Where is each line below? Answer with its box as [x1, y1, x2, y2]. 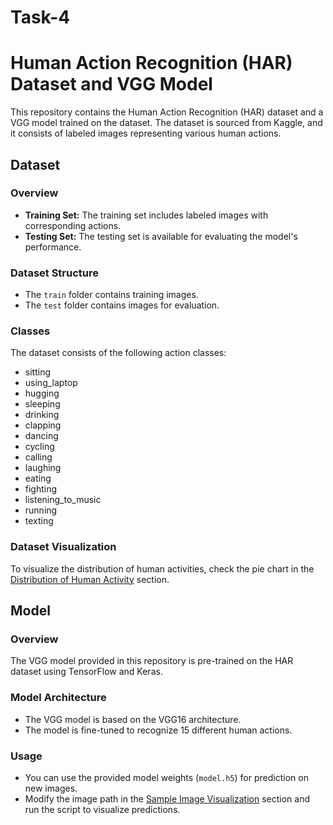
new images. [24, 782, 78, 794]
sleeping [24, 398, 61, 410]
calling [24, 451, 53, 463]
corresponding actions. [24, 219, 122, 231]
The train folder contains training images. [24, 289, 199, 301]
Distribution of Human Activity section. [10, 573, 170, 585]
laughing [24, 462, 62, 474]
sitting [24, 366, 51, 378]
